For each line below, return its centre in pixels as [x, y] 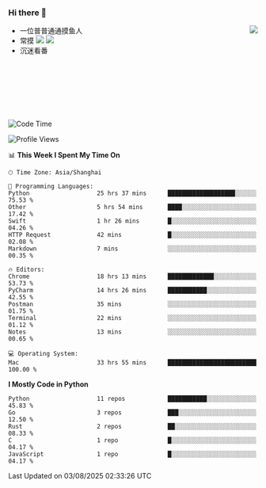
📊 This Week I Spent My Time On [64, 155]
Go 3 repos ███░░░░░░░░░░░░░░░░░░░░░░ [133, 413]
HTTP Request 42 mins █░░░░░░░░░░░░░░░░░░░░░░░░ [133, 235]
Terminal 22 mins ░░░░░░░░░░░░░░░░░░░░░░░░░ [133, 318]
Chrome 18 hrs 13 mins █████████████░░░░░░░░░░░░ [133, 276]
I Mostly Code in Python [48, 384]
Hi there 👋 [28, 13]
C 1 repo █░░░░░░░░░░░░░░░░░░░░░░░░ [133, 440]
